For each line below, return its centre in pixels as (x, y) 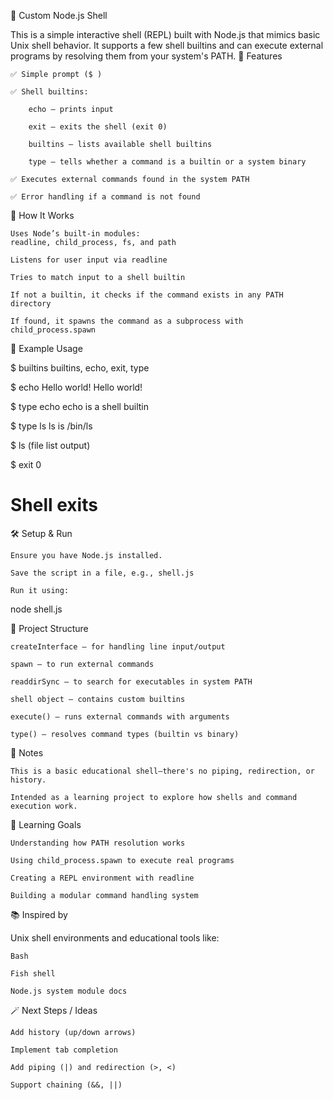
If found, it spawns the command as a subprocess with (127, 321)
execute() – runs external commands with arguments (120, 716)
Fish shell (33, 973)
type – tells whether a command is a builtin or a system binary (167, 162)
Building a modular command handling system (104, 895)
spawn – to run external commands (82, 664)
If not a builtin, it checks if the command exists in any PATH (147, 295)
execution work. (44, 806)
